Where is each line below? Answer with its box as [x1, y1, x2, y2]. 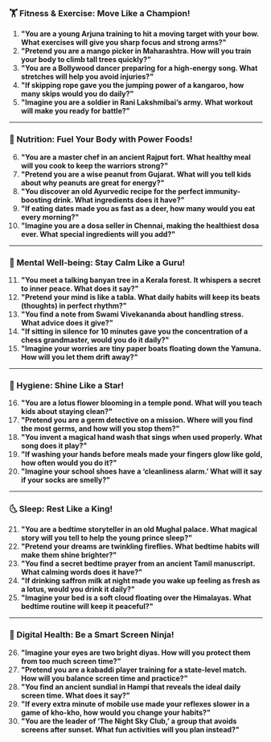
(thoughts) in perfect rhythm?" [20, 301, 127, 310]
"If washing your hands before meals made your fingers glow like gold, [20, 450, 263, 459]
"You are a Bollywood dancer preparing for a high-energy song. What [20, 64, 258, 73]
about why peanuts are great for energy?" [20, 177, 165, 188]
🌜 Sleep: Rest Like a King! [9, 504, 113, 515]
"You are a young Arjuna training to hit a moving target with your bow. [20, 29, 260, 39]
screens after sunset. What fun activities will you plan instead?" [20, 724, 240, 734]
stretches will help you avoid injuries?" [20, 72, 154, 81]
